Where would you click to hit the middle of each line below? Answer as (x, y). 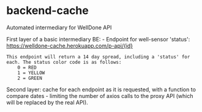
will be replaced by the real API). (47, 102)
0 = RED (27, 68)
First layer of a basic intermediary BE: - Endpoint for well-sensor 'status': (98, 39)
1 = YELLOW (31, 73)
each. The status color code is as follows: (64, 62)
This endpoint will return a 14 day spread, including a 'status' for (98, 57)
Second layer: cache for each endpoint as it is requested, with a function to (101, 89)
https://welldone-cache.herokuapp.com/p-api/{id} (70, 46)
